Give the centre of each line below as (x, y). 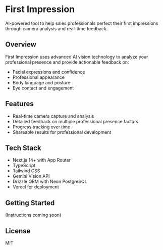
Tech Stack (23, 148)
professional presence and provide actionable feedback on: (67, 62)
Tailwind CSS (26, 171)
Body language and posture (41, 82)
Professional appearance (38, 77)
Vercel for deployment (36, 187)
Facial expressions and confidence (49, 72)
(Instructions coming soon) (33, 215)
